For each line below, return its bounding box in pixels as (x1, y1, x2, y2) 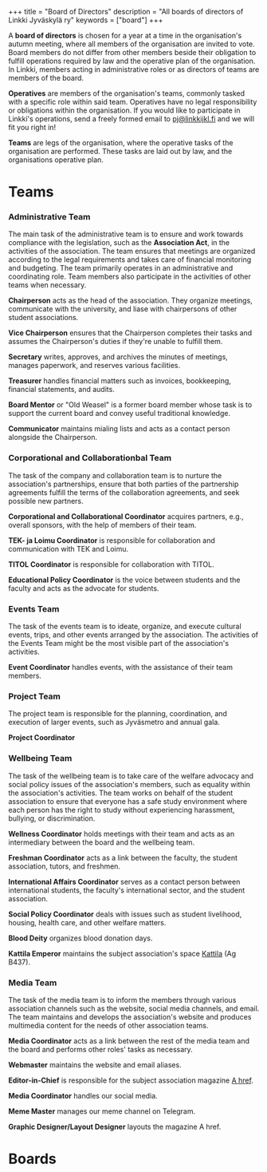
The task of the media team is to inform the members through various (8, 995, 237, 1004)
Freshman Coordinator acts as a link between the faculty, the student (8, 853, 238, 862)
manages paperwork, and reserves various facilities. (8, 361, 181, 370)
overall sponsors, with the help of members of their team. (8, 520, 197, 529)
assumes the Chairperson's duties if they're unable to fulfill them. (8, 337, 223, 346)
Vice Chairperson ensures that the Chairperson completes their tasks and (8, 328, 253, 338)
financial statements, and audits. (8, 385, 116, 394)
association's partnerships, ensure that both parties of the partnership (8, 479, 239, 489)
